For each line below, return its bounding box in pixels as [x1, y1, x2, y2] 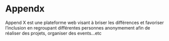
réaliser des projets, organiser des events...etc [5, 30, 102, 36]
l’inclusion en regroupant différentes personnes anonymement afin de [5, 24, 150, 30]
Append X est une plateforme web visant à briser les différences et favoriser [5, 19, 164, 25]
